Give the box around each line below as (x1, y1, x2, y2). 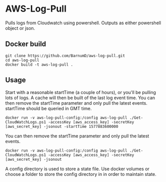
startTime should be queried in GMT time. (5, 105, 92, 111)
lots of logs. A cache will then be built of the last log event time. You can (5, 95, 155, 101)
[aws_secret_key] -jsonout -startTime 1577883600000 (5, 124, 119, 129)
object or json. (5, 25, 35, 31)
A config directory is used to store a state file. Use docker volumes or (5, 165, 150, 172)
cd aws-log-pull (5, 58, 39, 63)
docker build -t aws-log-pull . (5, 62, 73, 67)
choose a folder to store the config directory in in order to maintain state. (5, 171, 156, 177)
